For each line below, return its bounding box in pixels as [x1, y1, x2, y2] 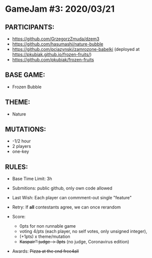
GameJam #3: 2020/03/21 [5, 3, 115, 15]
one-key [12, 148, 29, 155]
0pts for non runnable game [19, 223, 76, 229]
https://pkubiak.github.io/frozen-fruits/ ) [12, 51, 92, 57]
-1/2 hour [12, 138, 31, 144]
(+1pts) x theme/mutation [19, 234, 70, 239]
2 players [12, 143, 31, 149]
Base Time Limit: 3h [12, 176, 52, 182]
